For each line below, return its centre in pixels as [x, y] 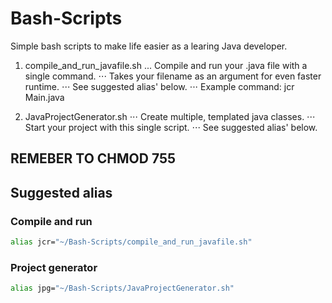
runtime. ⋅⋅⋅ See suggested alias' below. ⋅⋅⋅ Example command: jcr [159, 86]
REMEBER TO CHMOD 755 [93, 158]
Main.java [44, 97]
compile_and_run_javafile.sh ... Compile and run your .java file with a [166, 65]
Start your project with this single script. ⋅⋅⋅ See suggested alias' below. [171, 127]
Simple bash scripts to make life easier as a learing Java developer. [149, 46]
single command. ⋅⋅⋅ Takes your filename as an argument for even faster [173, 76]
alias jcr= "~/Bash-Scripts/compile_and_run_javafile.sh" [131, 242]
